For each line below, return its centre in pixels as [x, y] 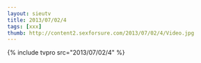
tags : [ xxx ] [24, 26]
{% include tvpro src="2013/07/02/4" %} [66, 53]
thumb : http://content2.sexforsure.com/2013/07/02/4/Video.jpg [101, 33]
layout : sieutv [29, 13]
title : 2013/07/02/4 [37, 20]
